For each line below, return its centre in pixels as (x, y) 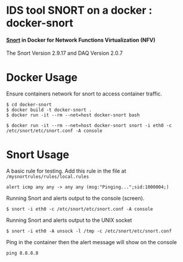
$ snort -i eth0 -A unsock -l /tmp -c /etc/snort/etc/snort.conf (89, 231)
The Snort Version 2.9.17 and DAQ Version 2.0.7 (65, 53)
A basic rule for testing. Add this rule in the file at (66, 171)
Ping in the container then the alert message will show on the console (91, 242)
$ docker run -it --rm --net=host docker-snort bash (73, 115)
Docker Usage (42, 77)
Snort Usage (38, 154)
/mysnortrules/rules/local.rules (48, 177)
